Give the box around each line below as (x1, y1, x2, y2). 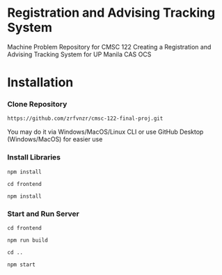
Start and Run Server (7, 209, 80, 219)
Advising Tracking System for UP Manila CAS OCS (7, 50, 152, 58)
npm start (7, 261, 36, 268)
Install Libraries (7, 152, 61, 162)
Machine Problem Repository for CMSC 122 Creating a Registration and (7, 42, 212, 51)
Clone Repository (7, 100, 68, 109)
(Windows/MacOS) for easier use (7, 135, 103, 143)
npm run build (7, 237, 49, 244)
